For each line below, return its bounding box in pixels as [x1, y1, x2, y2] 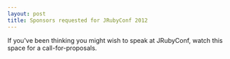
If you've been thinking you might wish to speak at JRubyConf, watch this [7, 36, 223, 44]
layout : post [7, 10, 46, 18]
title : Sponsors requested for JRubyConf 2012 [7, 17, 148, 24]
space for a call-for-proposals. [7, 44, 98, 52]
